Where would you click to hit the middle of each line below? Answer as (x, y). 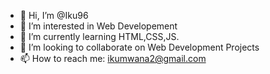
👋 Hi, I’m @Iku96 (54, 15)
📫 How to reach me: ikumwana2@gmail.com (113, 58)
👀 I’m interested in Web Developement (98, 26)
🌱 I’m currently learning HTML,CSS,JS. (99, 36)
